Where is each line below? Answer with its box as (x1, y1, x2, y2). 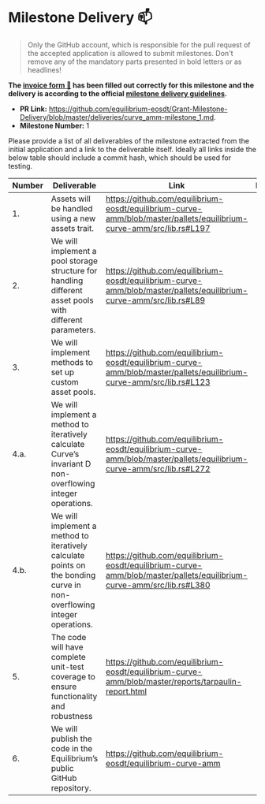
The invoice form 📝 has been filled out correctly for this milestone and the (8, 80, 255, 90)
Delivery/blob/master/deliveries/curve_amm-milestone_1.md (19, 112, 215, 121)
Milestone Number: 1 (19, 121, 89, 130)
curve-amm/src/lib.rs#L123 (105, 376, 211, 387)
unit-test (50, 661, 84, 672)
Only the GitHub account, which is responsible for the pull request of (27, 39, 251, 50)
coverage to (50, 671, 96, 682)
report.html (105, 686, 147, 697)
